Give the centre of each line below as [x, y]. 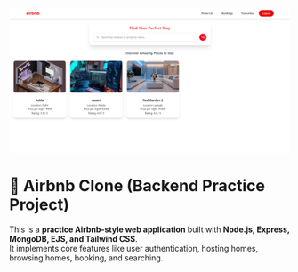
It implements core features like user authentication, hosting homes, [134, 248]
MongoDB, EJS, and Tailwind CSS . [73, 238]
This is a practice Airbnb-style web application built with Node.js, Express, [149, 229]
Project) [39, 205]
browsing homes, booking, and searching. [86, 258]
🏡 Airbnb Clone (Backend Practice [137, 186]
